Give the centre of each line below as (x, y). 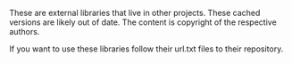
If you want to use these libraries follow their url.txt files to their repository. (146, 49)
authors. (25, 31)
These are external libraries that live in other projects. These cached (135, 13)
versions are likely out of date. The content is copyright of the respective (143, 22)
